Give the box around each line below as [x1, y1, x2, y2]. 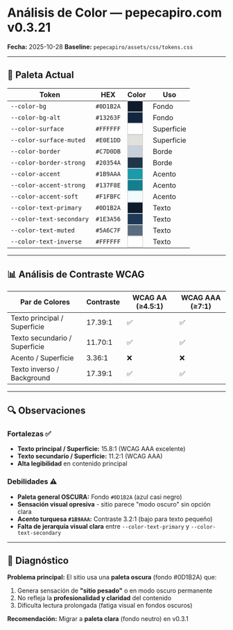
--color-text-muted [10, 226, 75, 234]
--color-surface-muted [10, 136, 85, 144]
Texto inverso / [10, 364, 60, 374]
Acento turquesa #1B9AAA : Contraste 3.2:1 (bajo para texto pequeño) [17, 515, 213, 523]
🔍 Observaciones [7, 405, 86, 416]
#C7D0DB [96, 147, 121, 155]
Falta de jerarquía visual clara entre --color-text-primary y [17, 522, 189, 530]
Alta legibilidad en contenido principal [17, 459, 128, 468]
